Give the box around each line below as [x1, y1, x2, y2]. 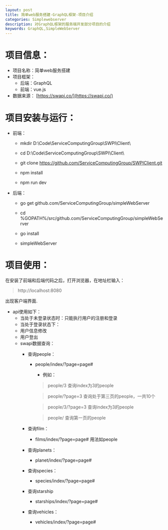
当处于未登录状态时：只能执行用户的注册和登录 [20, 315, 118, 321]
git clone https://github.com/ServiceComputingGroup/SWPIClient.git [20, 160, 162, 166]
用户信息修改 [20, 327, 47, 333]
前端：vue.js [20, 87, 46, 93]
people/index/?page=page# [35, 361, 93, 367]
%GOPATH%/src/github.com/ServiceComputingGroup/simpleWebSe [20, 215, 163, 221]
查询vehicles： [27, 509, 59, 515]
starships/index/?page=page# [35, 498, 98, 504]
